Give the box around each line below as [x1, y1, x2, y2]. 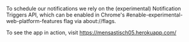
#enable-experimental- [126, 11, 183, 18]
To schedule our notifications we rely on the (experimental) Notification [6, 5, 181, 12]
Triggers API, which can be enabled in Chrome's [6, 11, 125, 18]
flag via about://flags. [63, 18, 116, 24]
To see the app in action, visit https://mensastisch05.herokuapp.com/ [6, 29, 177, 36]
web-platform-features [6, 18, 63, 24]
